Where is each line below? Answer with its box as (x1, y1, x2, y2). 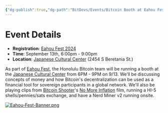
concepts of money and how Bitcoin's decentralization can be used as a (5, 76, 154, 82)
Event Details (5, 28, 61, 40)
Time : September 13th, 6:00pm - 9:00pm (12, 50, 97, 56)
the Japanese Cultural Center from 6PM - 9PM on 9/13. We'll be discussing (5, 71, 160, 77)
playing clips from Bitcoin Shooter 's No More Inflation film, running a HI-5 (5, 87, 156, 93)
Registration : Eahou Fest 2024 (12, 45, 76, 51)
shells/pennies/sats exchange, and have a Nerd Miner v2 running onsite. (5, 92, 154, 98)
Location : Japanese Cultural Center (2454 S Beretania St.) (12, 56, 133, 62)
